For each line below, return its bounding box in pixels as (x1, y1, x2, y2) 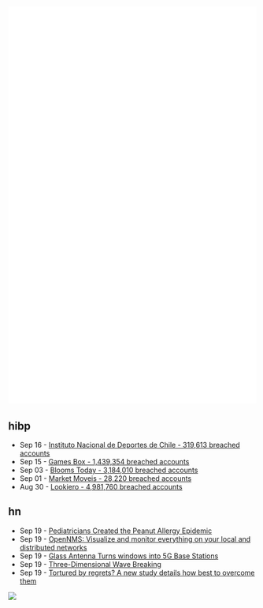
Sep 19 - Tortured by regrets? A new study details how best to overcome (19, 568, 255, 577)
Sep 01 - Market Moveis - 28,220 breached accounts (19, 473, 192, 483)
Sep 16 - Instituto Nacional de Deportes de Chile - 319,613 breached (19, 440, 240, 449)
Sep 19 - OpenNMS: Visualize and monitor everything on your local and (19, 534, 251, 543)
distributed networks (19, 542, 87, 552)
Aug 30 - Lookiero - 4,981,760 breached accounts (19, 482, 183, 491)
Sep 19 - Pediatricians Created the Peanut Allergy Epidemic (19, 526, 213, 535)
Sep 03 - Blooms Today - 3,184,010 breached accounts (19, 465, 198, 475)
